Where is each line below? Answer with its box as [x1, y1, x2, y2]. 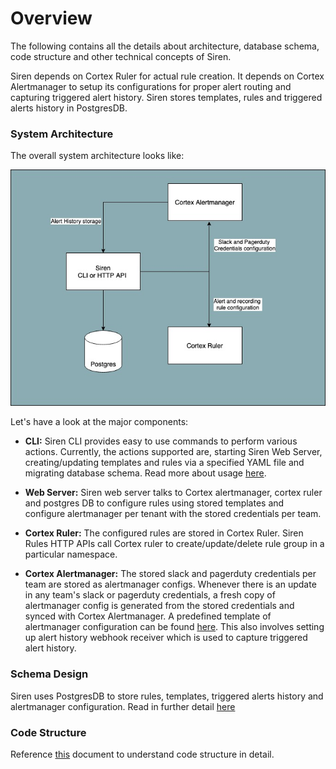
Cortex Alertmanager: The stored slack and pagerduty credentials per [24, 568, 317, 580]
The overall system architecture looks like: [10, 150, 185, 162]
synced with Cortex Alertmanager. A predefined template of [24, 610, 272, 622]
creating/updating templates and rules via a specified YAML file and [24, 457, 305, 469]
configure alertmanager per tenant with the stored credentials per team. [24, 508, 322, 520]
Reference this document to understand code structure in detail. [10, 748, 275, 760]
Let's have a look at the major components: [10, 416, 189, 428]
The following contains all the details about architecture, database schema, [10, 40, 320, 52]
